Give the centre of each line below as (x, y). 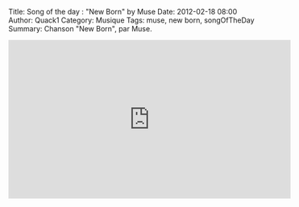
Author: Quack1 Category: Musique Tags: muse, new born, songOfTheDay (132, 20)
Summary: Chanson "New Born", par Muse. (80, 29)
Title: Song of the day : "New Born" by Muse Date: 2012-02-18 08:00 (123, 12)
